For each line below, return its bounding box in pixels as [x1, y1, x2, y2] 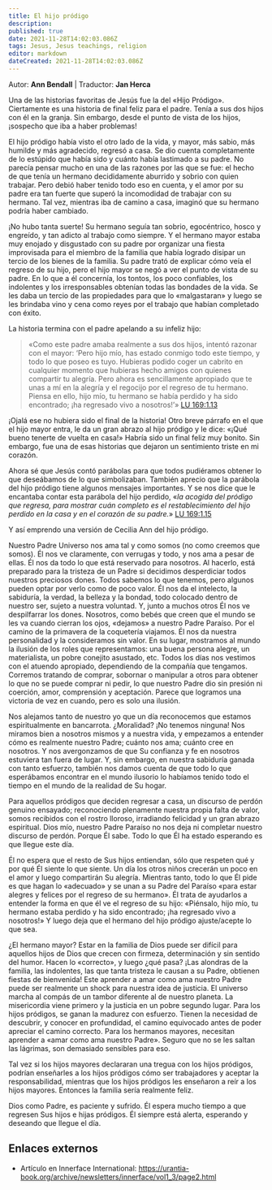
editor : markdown [8, 50, 67, 58]
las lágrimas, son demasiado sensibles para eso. [8, 1043, 171, 1053]
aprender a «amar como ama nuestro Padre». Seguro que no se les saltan [8, 1035, 256, 1045]
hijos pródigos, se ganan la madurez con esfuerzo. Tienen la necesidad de [8, 1009, 258, 1019]
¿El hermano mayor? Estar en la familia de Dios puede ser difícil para [8, 940, 238, 950]
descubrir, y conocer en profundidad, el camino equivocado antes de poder [8, 1017, 262, 1028]
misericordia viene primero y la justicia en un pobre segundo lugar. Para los [8, 1000, 261, 1010]
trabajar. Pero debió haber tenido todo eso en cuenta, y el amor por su [8, 180, 244, 189]
